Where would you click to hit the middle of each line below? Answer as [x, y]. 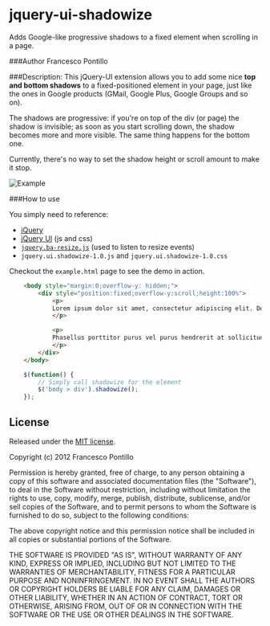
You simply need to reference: [59, 214]
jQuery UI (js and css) [56, 238]
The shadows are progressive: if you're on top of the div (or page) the [124, 117]
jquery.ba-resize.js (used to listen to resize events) [108, 247]
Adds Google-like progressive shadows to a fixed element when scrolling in [134, 37]
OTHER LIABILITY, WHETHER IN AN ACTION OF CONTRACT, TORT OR [126, 597]
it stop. [20, 167]
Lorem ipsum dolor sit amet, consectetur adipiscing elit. [152, 308]
